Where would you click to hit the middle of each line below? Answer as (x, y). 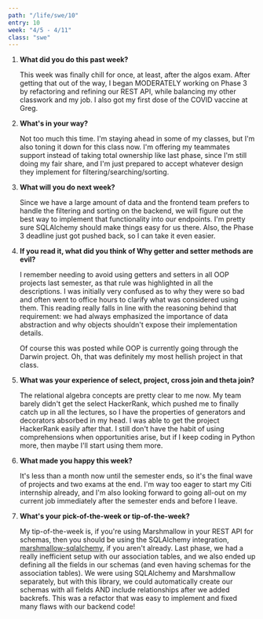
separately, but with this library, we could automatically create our (126, 581)
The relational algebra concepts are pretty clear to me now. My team (130, 396)
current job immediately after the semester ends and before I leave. (128, 501)
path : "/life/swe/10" (44, 15)
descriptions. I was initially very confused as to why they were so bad (132, 291)
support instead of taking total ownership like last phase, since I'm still (133, 156)
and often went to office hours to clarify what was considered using (129, 300)
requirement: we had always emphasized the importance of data (124, 317)
